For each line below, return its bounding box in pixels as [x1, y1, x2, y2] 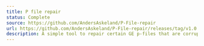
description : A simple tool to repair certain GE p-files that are [6, 31, 181, 37]
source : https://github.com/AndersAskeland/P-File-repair [6, 20, 156, 26]
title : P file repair [6, 8, 61, 15]
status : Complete [6, 14, 50, 20]
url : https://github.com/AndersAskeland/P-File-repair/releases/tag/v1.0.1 [6, 25, 202, 32]
